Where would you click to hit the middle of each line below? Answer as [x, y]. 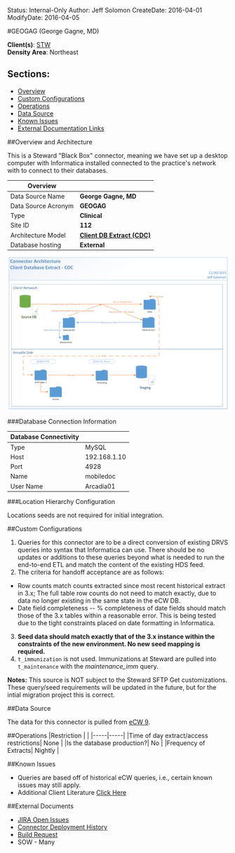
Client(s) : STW [29, 45]
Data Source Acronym [42, 205]
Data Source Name [38, 196]
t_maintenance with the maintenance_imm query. [88, 666]
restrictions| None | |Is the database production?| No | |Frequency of [106, 743]
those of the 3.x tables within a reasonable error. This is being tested [116, 615]
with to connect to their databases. [58, 170]
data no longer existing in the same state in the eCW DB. [99, 601]
